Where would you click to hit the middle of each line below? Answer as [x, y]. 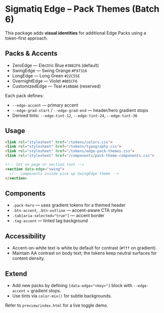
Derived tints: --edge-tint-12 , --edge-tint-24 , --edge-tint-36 [75, 115]
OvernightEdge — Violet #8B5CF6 [45, 81]
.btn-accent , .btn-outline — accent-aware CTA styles [68, 210]
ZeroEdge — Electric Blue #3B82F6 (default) [56, 65]
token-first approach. [26, 38]
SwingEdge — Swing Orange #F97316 [49, 70]
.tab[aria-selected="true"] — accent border [58, 216]
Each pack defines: [24, 95]
